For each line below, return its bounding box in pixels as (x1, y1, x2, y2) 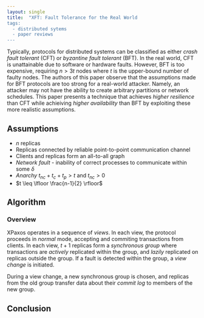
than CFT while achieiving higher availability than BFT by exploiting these (7, 99, 191, 107)
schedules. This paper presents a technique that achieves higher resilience (7, 93, 195, 101)
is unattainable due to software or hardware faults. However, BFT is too (7, 61, 185, 68)
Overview (7, 216, 36, 224)
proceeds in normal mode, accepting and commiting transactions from (7, 236, 184, 243)
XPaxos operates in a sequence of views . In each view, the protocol (7, 229, 176, 236)
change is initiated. (7, 261, 55, 268)
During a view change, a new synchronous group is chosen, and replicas (7, 273, 189, 280)
